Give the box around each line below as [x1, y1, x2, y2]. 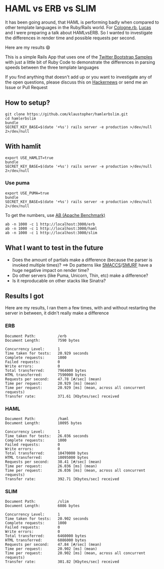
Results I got [5, 292, 44, 300]
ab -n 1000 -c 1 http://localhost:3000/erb [5, 222, 95, 227]
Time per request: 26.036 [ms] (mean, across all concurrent [5, 468, 146, 473]
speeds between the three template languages [5, 64, 99, 70]
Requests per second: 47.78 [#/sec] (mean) [5, 377, 102, 382]
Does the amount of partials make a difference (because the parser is [12, 257, 153, 263]
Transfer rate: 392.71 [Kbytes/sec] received [5, 477, 119, 482]
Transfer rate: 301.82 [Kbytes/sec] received [5, 559, 119, 565]
